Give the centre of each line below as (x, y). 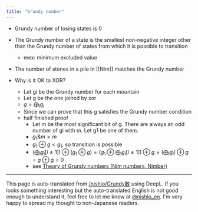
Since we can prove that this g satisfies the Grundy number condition (107, 112)
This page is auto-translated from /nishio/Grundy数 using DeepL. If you (92, 184)
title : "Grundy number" (35, 11)
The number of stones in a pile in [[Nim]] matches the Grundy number (99, 69)
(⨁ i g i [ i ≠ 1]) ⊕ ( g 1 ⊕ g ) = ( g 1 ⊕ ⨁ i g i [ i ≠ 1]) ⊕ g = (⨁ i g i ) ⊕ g (110, 153)
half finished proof (46, 118)
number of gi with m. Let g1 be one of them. (85, 131)
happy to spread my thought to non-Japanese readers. (73, 203)
